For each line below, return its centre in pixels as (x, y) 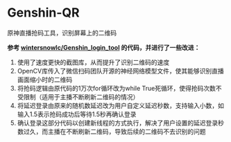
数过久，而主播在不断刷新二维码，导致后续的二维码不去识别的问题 (111, 131)
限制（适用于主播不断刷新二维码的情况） (81, 97)
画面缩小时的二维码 (45, 79)
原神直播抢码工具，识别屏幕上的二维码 (62, 33)
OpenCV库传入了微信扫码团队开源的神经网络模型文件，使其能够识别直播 (120, 71)
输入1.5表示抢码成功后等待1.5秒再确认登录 (77, 114)
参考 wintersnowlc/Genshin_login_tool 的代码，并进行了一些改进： (104, 47)
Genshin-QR (43, 13)
